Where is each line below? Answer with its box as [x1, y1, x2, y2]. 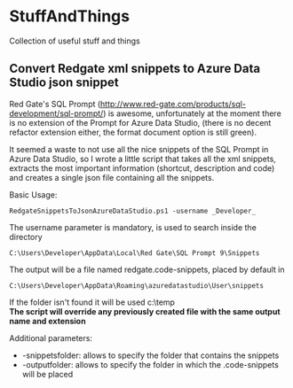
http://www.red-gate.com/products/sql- [100, 98, 247, 109]
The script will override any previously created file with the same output [9, 306, 281, 316]
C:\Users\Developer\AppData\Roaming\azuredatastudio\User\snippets [9, 281, 265, 290]
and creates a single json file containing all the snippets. [9, 172, 215, 182]
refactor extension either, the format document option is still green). [9, 127, 257, 137]
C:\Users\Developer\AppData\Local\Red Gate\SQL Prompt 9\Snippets [9, 248, 260, 258]
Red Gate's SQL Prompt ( [9, 98, 101, 109]
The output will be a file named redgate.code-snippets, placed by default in [9, 264, 286, 275]
